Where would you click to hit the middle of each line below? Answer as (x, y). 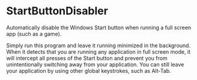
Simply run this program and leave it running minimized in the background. (98, 45)
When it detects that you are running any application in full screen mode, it (98, 51)
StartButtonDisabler (57, 11)
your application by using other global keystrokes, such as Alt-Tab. (89, 70)
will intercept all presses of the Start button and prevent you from (87, 58)
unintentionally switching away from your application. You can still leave (95, 64)
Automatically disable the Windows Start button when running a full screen (99, 27)
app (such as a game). (34, 33)
